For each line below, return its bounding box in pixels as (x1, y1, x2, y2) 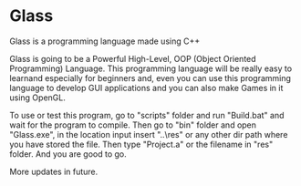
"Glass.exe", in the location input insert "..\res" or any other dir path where (9, 129, 288, 139)
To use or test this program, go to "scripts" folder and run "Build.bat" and (9, 109, 285, 120)
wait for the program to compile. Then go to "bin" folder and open (9, 119, 257, 130)
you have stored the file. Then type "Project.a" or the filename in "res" (9, 139, 274, 150)
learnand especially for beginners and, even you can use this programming (9, 72, 292, 83)
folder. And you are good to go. (9, 148, 127, 160)
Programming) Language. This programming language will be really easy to (9, 63, 293, 74)
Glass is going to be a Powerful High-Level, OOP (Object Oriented (9, 53, 257, 64)
